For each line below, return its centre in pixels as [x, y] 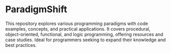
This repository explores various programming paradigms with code [77, 23]
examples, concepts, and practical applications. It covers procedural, [78, 29]
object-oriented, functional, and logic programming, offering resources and [84, 34]
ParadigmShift [36, 9]
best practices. [21, 45]
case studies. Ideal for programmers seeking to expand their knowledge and [86, 40]
